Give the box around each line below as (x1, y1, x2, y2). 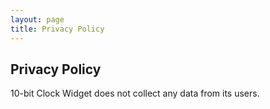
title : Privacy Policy (10, 24, 105, 34)
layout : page (10, 14, 65, 25)
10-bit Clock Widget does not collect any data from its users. (10, 87, 260, 100)
